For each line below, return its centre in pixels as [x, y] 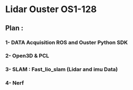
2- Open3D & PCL [27, 56]
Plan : [14, 28]
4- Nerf [15, 83]
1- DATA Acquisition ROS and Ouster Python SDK [66, 42]
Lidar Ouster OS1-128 [51, 9]
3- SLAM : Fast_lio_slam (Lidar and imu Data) [62, 69]
